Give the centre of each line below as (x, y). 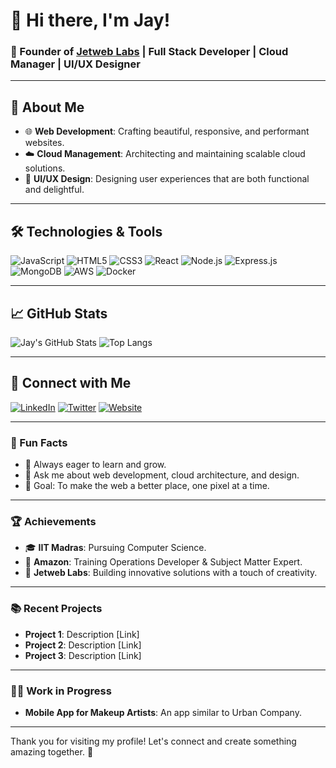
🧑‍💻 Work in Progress (61, 691)
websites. (44, 143)
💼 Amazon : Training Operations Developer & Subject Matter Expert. (163, 562)
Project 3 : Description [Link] (83, 655)
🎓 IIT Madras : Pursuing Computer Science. (115, 548)
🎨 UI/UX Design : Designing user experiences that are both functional (167, 179)
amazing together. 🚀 (52, 751)
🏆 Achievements (53, 521)
